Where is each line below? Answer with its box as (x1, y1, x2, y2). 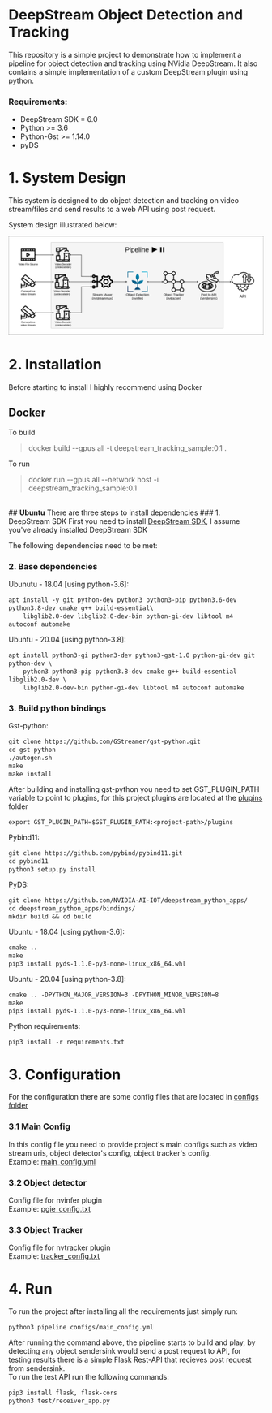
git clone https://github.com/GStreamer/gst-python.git (8, 737, 201, 746)
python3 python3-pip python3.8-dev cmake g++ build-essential (23, 668, 237, 676)
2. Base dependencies (8, 560, 98, 572)
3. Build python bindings (8, 702, 107, 714)
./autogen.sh (8, 754, 53, 763)
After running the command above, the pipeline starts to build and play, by (8, 1337, 256, 1347)
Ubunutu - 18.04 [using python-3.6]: (8, 579, 130, 590)
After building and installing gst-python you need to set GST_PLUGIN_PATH (8, 784, 260, 794)
